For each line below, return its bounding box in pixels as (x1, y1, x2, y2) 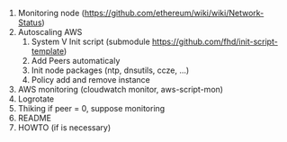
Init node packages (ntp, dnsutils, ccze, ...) (31, 65, 190, 75)
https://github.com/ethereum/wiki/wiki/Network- (84, 8, 265, 18)
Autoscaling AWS (17, 27, 83, 37)
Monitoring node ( (17, 8, 85, 18)
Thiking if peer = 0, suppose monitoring (17, 103, 166, 113)
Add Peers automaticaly (31, 56, 121, 66)
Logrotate (17, 93, 55, 104)
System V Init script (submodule (31, 36, 150, 47)
